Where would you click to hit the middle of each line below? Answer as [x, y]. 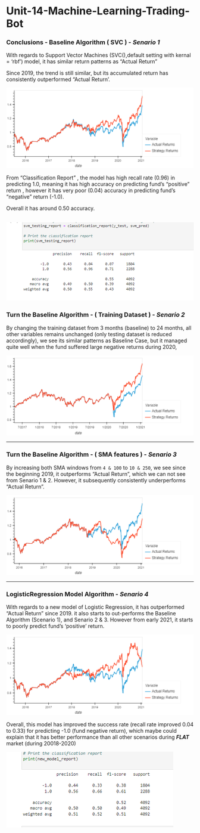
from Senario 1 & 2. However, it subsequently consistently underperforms [96, 480]
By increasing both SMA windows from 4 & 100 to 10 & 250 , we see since [96, 467]
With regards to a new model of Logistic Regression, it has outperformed [95, 607]
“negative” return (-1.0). [35, 197]
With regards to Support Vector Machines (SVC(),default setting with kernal [99, 55]
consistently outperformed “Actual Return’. [58, 79]
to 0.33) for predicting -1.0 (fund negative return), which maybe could [91, 730]
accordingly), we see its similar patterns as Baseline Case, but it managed [97, 340]
